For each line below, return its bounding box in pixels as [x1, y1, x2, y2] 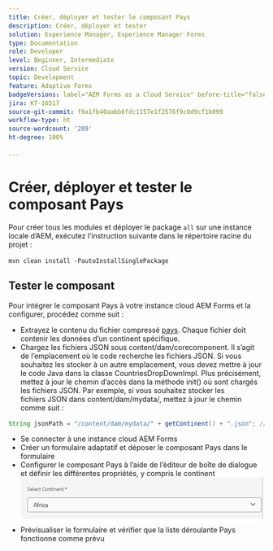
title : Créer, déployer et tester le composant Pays [8, 13, 191, 21]
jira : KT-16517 [8, 98, 60, 107]
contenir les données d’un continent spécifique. [19, 334, 180, 343]
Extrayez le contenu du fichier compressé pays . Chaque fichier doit [19, 325, 246, 335]
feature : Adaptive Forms [8, 81, 93, 90]
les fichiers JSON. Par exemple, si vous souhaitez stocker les [19, 385, 225, 395]
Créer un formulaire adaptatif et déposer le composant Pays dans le [19, 443, 248, 453]
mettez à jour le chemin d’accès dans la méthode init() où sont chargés [19, 377, 258, 387]
